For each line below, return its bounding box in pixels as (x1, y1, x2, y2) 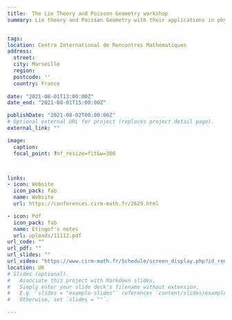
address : (7, 48, 32, 55)
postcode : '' (13, 73, 51, 80)
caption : (13, 143, 39, 151)
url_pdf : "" (7, 245, 41, 252)
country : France (13, 80, 60, 87)
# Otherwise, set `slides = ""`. (7, 297, 110, 303)
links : (7, 174, 26, 182)
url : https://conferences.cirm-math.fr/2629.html (13, 200, 159, 207)
